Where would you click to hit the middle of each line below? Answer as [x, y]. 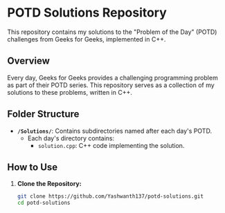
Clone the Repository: [49, 184]
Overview [29, 61]
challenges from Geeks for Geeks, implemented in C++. [87, 39]
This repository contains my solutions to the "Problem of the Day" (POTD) [112, 32]
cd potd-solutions [44, 203]
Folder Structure [43, 114]
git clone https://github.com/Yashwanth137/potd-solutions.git [110, 196]
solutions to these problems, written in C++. [70, 92]
